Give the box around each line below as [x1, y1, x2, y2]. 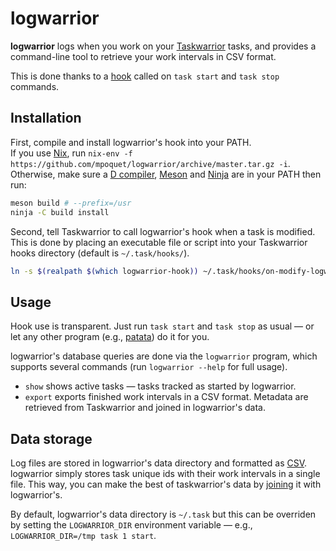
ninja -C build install [10, 207, 110, 217]
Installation [10, 110, 82, 127]
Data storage [10, 430, 93, 447]
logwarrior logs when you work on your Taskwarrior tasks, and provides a [10, 40, 317, 52]
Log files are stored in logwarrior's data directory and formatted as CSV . [10, 457, 308, 469]
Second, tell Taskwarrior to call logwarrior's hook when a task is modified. [10, 225, 316, 237]
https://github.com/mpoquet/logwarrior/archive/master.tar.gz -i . [10, 157, 291, 169]
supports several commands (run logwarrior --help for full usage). [10, 361, 288, 373]
